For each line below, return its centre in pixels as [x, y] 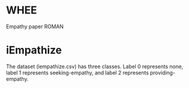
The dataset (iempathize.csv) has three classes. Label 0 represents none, [94, 66]
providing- [163, 72]
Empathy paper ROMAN [35, 26]
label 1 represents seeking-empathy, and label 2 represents [78, 72]
